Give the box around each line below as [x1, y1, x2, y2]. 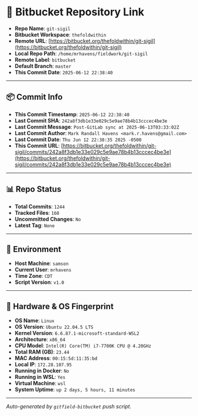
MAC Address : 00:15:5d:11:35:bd [14, 355, 98, 362]
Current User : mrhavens [14, 266, 72, 273]
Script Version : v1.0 [14, 279, 65, 286]
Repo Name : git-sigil [14, 25, 71, 32]
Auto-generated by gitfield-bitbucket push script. [6, 403, 131, 410]
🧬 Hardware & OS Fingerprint [6, 301, 114, 312]
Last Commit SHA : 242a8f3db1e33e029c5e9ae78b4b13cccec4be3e [14, 117, 168, 124]
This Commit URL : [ [14, 142, 63, 149]
